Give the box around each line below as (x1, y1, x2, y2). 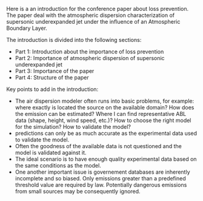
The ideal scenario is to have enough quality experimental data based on (15, 155, 197, 163)
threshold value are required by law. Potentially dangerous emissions (15, 182, 187, 188)
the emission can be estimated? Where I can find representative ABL (15, 111, 187, 117)
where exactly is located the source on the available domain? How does (15, 104, 195, 111)
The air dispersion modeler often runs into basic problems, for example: (15, 97, 195, 104)
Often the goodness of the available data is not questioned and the (15, 143, 182, 149)
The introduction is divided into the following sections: (6, 36, 142, 43)
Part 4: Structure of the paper (15, 74, 89, 81)
